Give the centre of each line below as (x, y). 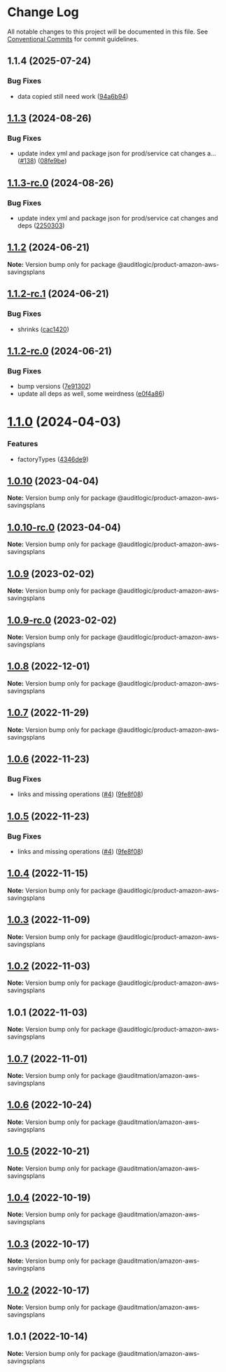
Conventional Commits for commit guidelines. (73, 39)
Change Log (43, 12)
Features (23, 444)
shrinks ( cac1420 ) (43, 329)
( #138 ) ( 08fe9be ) (42, 161)
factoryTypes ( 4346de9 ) (53, 459)
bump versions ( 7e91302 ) (54, 387)
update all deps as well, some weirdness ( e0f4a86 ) (91, 394)
